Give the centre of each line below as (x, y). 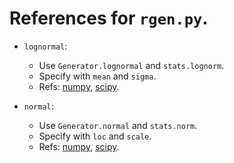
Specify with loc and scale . (95, 136)
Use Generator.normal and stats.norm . (118, 125)
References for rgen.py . (109, 18)
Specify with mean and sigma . (97, 76)
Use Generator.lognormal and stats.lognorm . (131, 65)
